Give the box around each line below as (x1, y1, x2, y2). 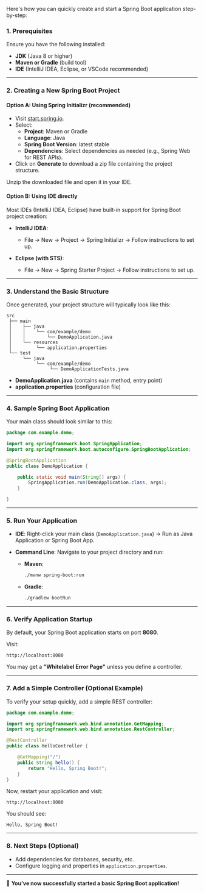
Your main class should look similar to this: (6, 418, 113, 425)
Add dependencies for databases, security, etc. (15, 855, 135, 863)
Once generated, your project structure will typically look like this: (6, 301, 171, 308)
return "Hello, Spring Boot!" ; (28, 765, 107, 771)
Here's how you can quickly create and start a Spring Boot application (6, 5, 182, 12)
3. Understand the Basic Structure (6, 287, 109, 295)
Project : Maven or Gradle (24, 128, 88, 135)
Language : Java (24, 134, 66, 142)
